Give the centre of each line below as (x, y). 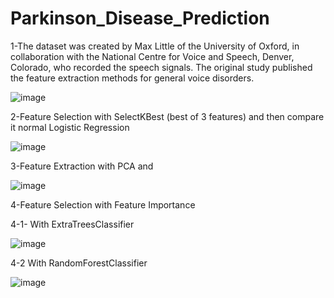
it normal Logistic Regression (70, 127)
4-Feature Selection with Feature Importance (103, 204)
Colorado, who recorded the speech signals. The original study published (161, 67)
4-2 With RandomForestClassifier (79, 263)
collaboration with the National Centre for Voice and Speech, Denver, (152, 56)
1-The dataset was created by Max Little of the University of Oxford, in (155, 46)
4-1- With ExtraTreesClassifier (72, 224)
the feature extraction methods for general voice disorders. (132, 78)
